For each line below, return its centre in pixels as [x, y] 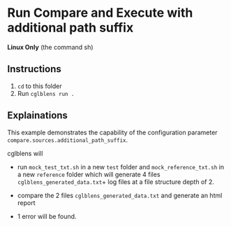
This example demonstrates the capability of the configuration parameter [112, 132]
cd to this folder [39, 86]
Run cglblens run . [46, 93]
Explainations [38, 116]
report [27, 203]
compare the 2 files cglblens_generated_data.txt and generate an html [120, 195]
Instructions [34, 69]
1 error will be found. [47, 216]
